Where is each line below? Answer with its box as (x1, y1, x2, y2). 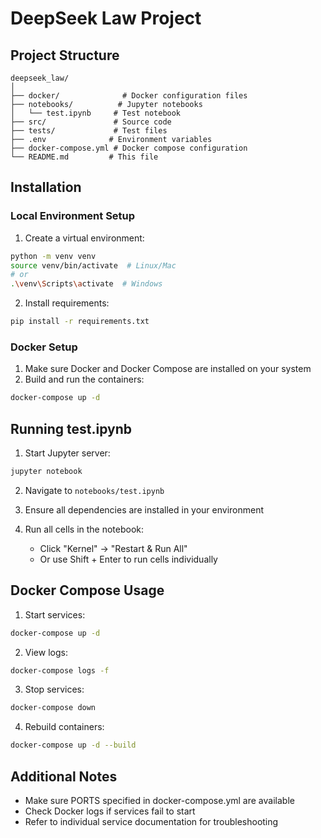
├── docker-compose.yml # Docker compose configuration (10, 143, 248, 153)
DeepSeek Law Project (10, 7, 202, 30)
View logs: (24, 646, 68, 658)
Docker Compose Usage (10, 582, 165, 599)
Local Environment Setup (10, 209, 136, 223)
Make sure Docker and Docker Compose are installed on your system (24, 363, 312, 375)
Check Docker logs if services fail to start (24, 805, 196, 817)
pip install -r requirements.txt (10, 317, 150, 327)
